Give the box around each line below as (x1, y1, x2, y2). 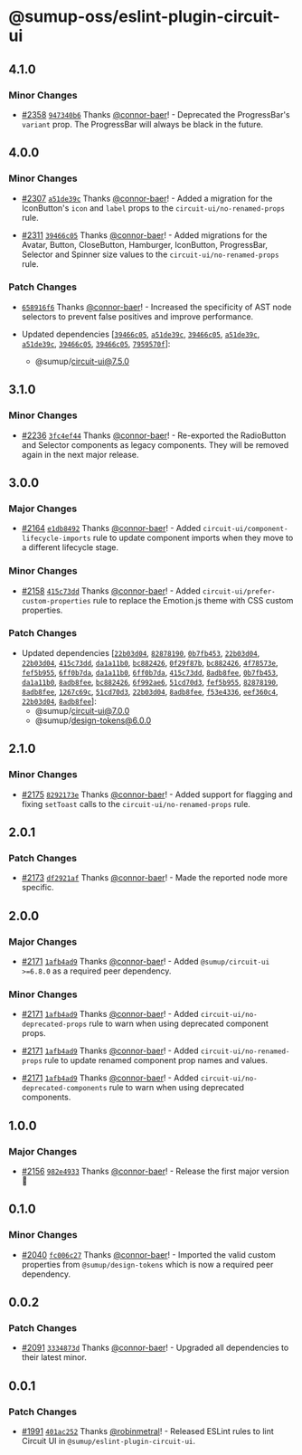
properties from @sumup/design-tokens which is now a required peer (21, 1259, 274, 1270)
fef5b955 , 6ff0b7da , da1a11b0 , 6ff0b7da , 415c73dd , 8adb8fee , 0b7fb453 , (21, 667, 278, 678)
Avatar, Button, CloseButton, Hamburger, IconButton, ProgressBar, (21, 239, 269, 250)
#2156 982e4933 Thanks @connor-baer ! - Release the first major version (21, 1165, 290, 1176)
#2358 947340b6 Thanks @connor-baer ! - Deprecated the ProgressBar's (21, 109, 290, 119)
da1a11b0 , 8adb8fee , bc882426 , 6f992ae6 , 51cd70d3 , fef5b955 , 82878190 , (21, 676, 278, 687)
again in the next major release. (21, 449, 139, 460)
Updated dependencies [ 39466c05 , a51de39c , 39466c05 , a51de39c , (21, 328, 260, 339)
